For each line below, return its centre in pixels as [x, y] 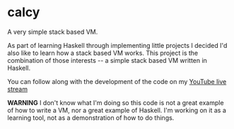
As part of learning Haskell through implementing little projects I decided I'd [117, 45]
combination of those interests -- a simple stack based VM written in [107, 60]
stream [18, 89]
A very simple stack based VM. [53, 32]
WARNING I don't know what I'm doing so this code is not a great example [116, 102]
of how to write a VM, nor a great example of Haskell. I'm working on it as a [117, 110]
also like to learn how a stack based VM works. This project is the [103, 53]
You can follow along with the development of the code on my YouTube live [117, 81]
